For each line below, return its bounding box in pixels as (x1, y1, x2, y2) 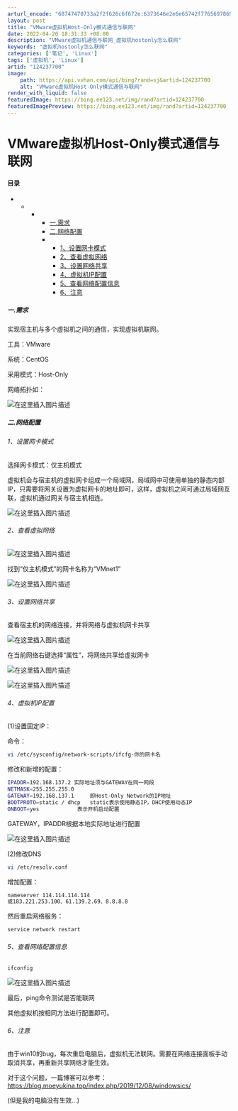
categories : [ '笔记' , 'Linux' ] (7, 50, 98, 58)
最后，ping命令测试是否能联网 (7, 994, 95, 1002)
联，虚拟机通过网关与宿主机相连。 (7, 493, 107, 502)
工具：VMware (7, 340, 51, 349)
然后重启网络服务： (7, 912, 64, 921)
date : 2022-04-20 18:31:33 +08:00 (7, 30, 110, 38)
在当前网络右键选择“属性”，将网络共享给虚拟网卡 (7, 651, 150, 659)
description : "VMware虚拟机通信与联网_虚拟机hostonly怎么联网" (7, 37, 182, 44)
